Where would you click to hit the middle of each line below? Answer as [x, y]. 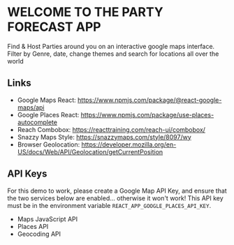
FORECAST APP [54, 27]
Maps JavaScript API [47, 219]
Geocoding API [39, 234]
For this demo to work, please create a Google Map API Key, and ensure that [117, 191]
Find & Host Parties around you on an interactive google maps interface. [111, 46]
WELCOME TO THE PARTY [85, 12]
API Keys [27, 174]
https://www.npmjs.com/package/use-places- [147, 114]
